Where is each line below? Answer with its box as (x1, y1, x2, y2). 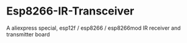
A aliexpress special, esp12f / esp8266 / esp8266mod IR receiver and (6, 24, 181, 31)
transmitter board (6, 30, 50, 38)
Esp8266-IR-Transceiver (6, 4, 135, 18)
